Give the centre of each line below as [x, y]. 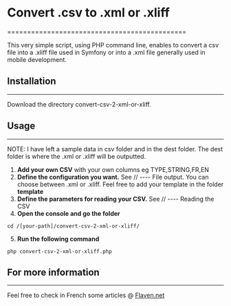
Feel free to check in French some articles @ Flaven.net [86, 295]
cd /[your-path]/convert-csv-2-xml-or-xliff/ [73, 226]
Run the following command [58, 239]
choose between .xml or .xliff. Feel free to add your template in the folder [120, 184]
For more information [53, 272]
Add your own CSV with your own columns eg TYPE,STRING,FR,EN [113, 169]
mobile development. [37, 59]
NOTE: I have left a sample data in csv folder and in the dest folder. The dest [115, 149]
